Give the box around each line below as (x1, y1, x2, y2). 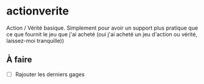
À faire (6, 54, 32, 65)
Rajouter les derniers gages (15, 71, 85, 78)
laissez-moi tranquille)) (6, 37, 64, 44)
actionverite (6, 4, 69, 18)
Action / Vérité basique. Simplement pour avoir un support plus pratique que (6, 24, 199, 31)
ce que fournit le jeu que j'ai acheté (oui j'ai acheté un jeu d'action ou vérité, (6, 30, 197, 37)
